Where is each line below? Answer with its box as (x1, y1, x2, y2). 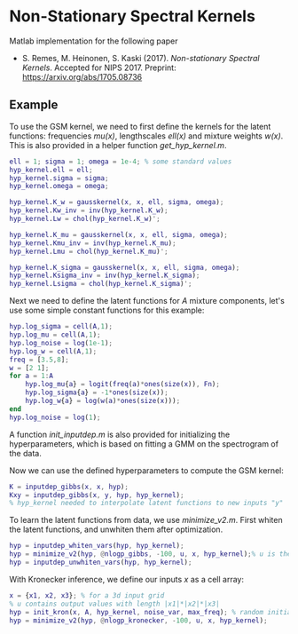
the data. (9, 448, 42, 458)
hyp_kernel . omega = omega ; (9, 182, 109, 191)
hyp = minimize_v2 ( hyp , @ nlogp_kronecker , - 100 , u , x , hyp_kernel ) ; (9, 615, 268, 625)
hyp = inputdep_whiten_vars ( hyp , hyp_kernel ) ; (9, 542, 184, 551)
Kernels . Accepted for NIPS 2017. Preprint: (21, 62, 176, 73)
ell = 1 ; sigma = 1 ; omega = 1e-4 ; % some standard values (9, 157, 232, 166)
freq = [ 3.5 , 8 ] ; (9, 355, 69, 364)
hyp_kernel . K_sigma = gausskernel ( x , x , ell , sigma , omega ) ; (9, 263, 240, 272)
